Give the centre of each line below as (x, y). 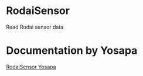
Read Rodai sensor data (35, 27)
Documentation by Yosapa (72, 51)
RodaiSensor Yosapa (31, 67)
